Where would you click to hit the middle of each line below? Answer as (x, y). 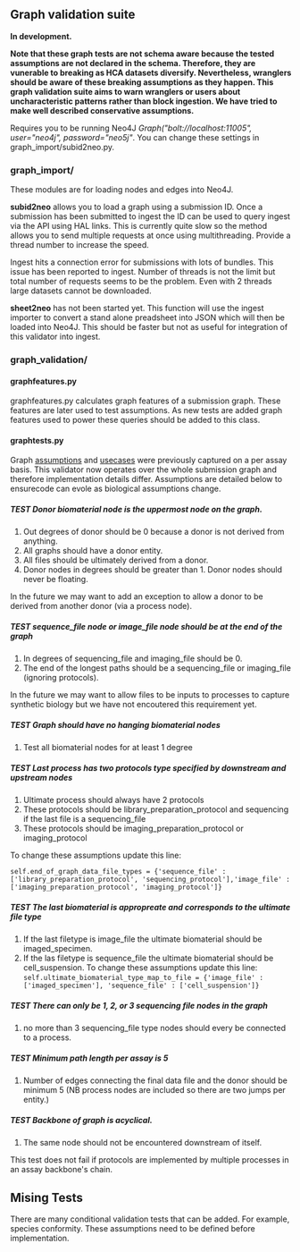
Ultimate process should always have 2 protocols (113, 800)
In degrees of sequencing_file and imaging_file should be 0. (133, 659)
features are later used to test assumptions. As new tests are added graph (146, 410)
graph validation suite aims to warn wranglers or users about (125, 91)
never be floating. (55, 579)
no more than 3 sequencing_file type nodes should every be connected (154, 1028)
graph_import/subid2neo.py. (62, 147)
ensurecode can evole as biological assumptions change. (116, 489)
